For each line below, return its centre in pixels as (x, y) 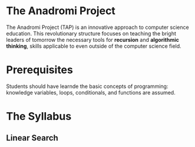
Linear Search (32, 138)
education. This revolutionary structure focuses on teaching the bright (91, 33)
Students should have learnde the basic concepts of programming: (87, 86)
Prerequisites (40, 70)
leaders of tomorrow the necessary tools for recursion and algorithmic (93, 40)
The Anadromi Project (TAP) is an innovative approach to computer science (98, 27)
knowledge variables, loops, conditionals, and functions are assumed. (91, 92)
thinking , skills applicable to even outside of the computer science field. (94, 46)
